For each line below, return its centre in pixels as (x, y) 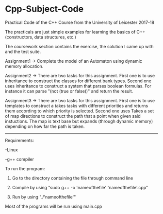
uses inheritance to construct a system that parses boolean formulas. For (78, 86)
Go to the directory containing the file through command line (73, 178)
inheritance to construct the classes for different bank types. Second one (78, 81)
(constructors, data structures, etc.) (41, 37)
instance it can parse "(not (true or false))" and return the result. (69, 91)
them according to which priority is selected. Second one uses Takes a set (80, 111)
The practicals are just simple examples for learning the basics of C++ (75, 32)
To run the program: (25, 168)
